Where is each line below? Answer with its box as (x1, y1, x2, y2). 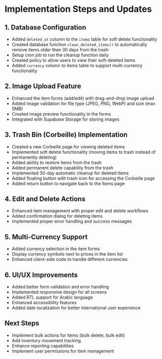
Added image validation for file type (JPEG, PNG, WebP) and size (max (11, 100, 156, 106)
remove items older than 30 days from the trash (11, 47, 109, 52)
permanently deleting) (11, 154, 57, 160)
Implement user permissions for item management (11, 348, 114, 354)
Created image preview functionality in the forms (11, 111, 111, 117)
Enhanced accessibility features (11, 300, 77, 306)
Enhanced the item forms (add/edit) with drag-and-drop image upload (11, 95, 155, 101)
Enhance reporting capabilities (11, 343, 74, 349)
